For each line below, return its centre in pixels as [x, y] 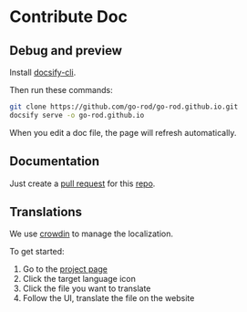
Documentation [55, 161]
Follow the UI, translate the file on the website [108, 298]
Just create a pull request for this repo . [82, 183]
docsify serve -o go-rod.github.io [77, 115]
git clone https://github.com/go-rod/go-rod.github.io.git [124, 107]
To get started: [37, 252]
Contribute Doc [68, 17]
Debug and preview [66, 51]
